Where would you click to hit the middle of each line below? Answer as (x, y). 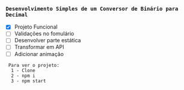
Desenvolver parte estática (48, 41)
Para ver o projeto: (34, 65)
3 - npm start (28, 81)
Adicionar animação (39, 54)
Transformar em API (39, 47)
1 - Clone (23, 70)
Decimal (17, 15)
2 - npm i (23, 76)
